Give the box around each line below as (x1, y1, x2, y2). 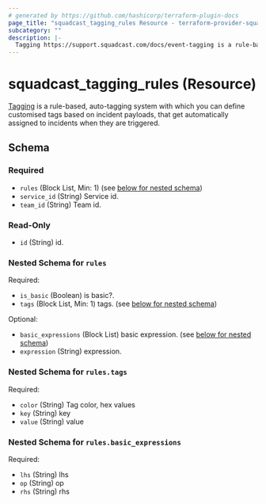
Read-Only (8, 220, 51, 231)
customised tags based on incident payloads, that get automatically (8, 110, 229, 120)
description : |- (8, 33, 62, 42)
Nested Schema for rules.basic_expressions (8, 437, 181, 448)
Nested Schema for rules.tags (8, 366, 128, 377)
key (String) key (19, 408, 71, 418)
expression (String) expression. (19, 346, 122, 357)
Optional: (8, 315, 38, 324)
